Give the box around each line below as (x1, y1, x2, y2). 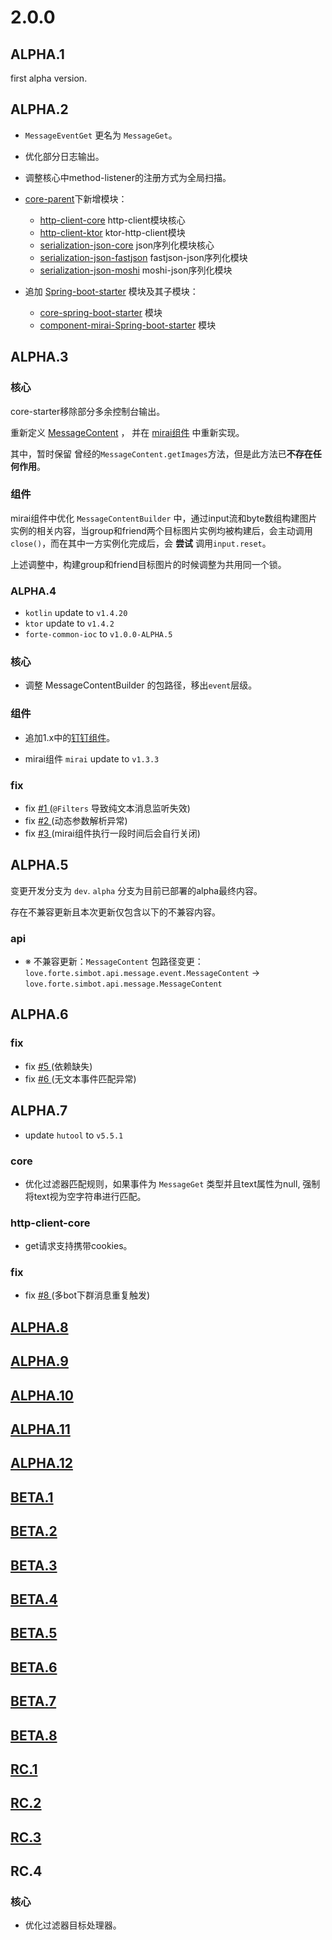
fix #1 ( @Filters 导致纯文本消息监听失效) (24, 802, 191, 814)
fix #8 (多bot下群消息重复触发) (24, 1289, 151, 1301)
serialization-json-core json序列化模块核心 (39, 239, 215, 251)
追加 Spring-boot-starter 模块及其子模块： (24, 285, 199, 297)
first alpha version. (10, 72, 88, 84)
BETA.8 (10, 1727, 58, 1744)
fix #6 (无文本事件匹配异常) (24, 1072, 137, 1085)
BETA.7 (10, 1693, 57, 1710)
